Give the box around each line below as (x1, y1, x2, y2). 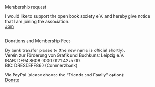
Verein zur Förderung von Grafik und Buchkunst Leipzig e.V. (5, 52, 125, 58)
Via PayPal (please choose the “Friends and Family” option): (5, 72, 125, 77)
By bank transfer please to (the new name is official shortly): (5, 48, 125, 53)
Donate (5, 77, 20, 83)
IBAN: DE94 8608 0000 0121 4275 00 (5, 58, 80, 63)
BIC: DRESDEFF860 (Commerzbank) (5, 62, 78, 68)
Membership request (5, 4, 47, 10)
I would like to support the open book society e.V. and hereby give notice (5, 13, 151, 19)
